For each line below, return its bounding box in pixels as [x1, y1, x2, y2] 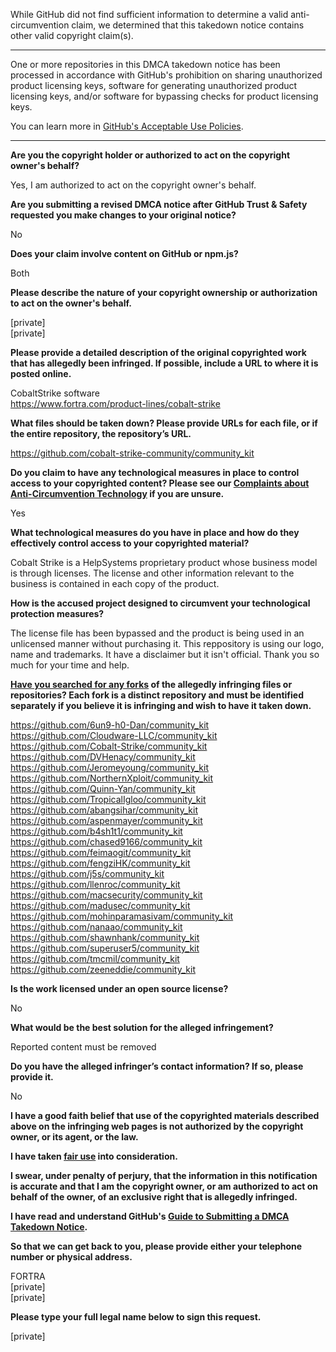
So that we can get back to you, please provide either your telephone [10, 1240, 303, 1252]
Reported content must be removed [10, 1041, 157, 1053]
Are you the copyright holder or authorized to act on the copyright [10, 149, 291, 161]
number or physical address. [10, 1251, 133, 1263]
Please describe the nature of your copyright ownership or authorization [10, 287, 318, 298]
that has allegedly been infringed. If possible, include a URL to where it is [10, 357, 319, 369]
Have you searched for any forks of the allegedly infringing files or [10, 679, 293, 690]
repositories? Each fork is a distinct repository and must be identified [10, 689, 304, 701]
